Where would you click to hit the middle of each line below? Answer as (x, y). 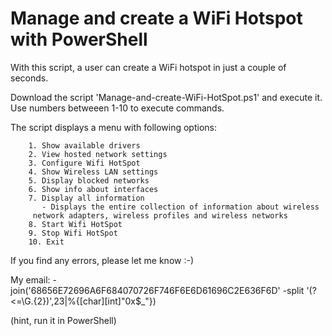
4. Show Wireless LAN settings (93, 172)
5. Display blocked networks (89, 180)
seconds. (29, 78)
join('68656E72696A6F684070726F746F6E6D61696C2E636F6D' (145, 290)
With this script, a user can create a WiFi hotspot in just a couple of (148, 67)
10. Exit (46, 242)
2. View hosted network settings (98, 154)
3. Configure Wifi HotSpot (84, 163)
